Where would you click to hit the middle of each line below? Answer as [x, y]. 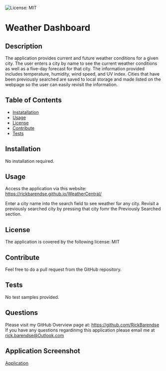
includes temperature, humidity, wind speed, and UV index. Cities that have [83, 74]
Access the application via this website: [46, 189]
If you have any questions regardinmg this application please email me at [80, 330]
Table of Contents [34, 100]
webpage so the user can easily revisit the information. [62, 84]
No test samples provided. [32, 297]
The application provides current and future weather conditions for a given [82, 58]
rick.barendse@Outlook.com [35, 335]
